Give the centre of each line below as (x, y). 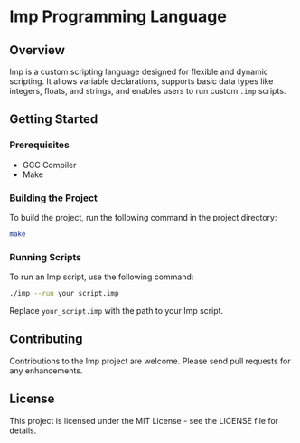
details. (23, 430)
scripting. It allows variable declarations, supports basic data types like (141, 81)
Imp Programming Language (118, 17)
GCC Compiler (49, 165)
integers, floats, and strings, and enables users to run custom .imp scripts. (148, 91)
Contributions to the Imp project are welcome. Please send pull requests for (150, 361)
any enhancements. (46, 370)
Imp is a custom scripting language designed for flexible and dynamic (139, 71)
